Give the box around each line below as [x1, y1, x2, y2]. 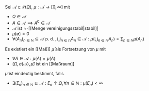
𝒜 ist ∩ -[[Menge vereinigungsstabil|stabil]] [12, 25, 99, 31]
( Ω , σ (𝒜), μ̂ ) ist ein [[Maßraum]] [12, 61, 75, 67]
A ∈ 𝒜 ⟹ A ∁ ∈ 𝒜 [12, 19, 50, 26]
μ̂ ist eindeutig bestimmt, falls [5, 71, 64, 77]
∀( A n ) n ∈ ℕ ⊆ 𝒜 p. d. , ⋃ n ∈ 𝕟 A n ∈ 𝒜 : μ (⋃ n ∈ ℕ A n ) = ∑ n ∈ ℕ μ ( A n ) [12, 36, 145, 43]
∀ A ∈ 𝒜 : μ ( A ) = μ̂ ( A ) [12, 55, 56, 62]
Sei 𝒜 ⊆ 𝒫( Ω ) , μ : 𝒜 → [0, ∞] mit [5, 4, 70, 10]
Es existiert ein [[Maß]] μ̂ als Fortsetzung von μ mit [5, 46, 106, 52]
